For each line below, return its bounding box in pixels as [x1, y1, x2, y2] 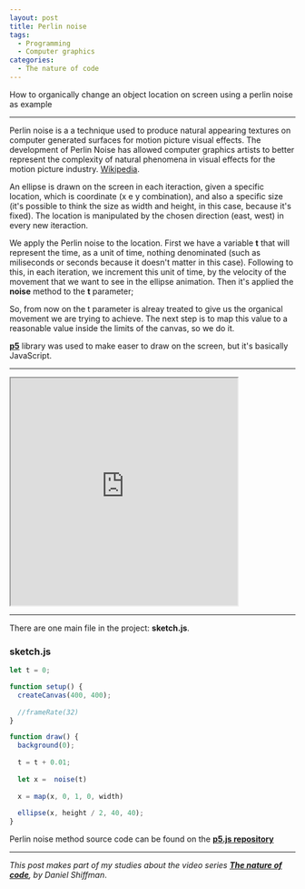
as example [9, 98, 53, 109]
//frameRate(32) [17, 707, 79, 717]
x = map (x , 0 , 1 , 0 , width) [17, 792, 124, 801]
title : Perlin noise [9, 22, 88, 31]
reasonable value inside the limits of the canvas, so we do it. [9, 322, 235, 333]
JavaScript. [9, 349, 53, 360]
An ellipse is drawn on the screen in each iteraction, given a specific [9, 181, 265, 192]
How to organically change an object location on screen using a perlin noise [9, 88, 293, 100]
